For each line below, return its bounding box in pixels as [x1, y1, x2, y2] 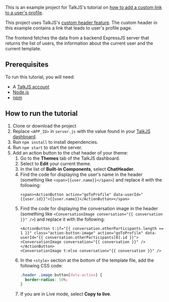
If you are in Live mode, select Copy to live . [20, 291, 112, 297]
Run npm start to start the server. [12, 144, 83, 150]
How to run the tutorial [5, 109, 78, 118]
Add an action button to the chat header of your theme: [12, 149, 128, 156]
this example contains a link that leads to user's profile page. [5, 25, 132, 31]
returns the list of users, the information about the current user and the [5, 40, 153, 46]
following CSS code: [20, 262, 63, 268]
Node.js [12, 89, 29, 95]
